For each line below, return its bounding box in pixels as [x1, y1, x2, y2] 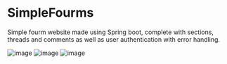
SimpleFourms [7, 5, 94, 21]
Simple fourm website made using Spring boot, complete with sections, [7, 28, 214, 36]
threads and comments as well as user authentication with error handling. [7, 35, 220, 43]
